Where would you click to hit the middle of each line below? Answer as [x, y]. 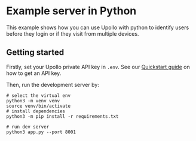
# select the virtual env [38, 95]
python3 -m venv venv [33, 101]
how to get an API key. [34, 73]
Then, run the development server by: [53, 84]
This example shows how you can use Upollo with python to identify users [98, 27]
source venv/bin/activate [38, 106]
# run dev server [28, 127]
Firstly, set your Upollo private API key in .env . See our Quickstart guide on [98, 67]
